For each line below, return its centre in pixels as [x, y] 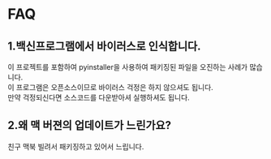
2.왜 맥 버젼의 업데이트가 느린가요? [90, 125]
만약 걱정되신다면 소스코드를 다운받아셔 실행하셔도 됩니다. [99, 97]
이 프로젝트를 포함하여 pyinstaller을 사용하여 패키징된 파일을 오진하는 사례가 [128, 67]
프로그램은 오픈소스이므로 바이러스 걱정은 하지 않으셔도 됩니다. [115, 87]
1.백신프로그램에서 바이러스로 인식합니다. [104, 46]
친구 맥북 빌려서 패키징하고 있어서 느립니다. [76, 146]
